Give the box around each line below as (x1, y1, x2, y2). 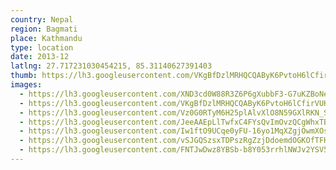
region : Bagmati (10, 24, 78, 34)
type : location (10, 42, 74, 53)
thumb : (10, 71, 38, 81)
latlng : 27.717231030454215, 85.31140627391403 (10, 61, 213, 71)
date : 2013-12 (10, 52, 70, 62)
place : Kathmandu (10, 33, 83, 43)
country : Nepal (10, 14, 74, 25)
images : (10, 80, 43, 90)
